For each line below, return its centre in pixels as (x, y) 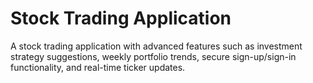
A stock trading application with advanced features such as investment (156, 46)
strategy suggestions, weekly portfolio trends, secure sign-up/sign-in (153, 56)
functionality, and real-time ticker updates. (98, 67)
